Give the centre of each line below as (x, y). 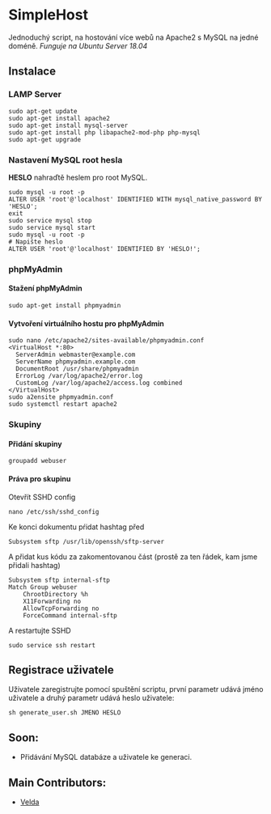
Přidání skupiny (35, 443)
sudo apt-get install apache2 (59, 118)
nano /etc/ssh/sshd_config (54, 511)
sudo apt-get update (43, 111)
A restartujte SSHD (40, 630)
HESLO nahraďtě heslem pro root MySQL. (78, 177)
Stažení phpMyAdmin (45, 288)
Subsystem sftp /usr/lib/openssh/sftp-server (86, 541)
